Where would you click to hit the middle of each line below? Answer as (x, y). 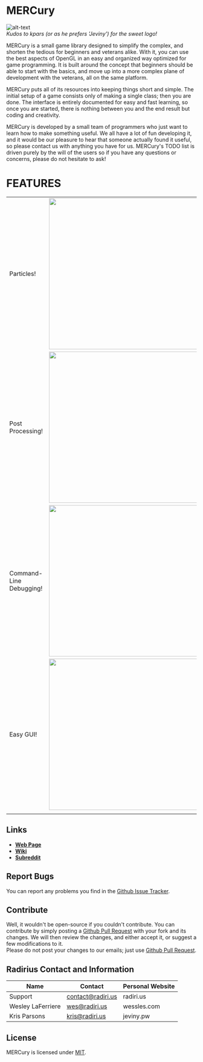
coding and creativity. (33, 115)
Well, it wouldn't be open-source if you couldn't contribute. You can (91, 925)
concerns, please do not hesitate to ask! (56, 159)
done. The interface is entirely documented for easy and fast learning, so (97, 102)
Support (21, 997)
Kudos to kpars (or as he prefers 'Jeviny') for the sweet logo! (82, 33)
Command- (26, 573)
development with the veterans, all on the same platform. (77, 77)
